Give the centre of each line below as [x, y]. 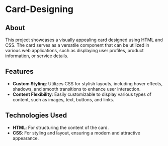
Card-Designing [39, 9]
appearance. [26, 138]
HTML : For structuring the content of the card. [61, 127]
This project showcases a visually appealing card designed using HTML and [84, 40]
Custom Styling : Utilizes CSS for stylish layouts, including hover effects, [87, 83]
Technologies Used [36, 116]
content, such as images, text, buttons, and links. [63, 99]
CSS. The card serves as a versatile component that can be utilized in [77, 45]
